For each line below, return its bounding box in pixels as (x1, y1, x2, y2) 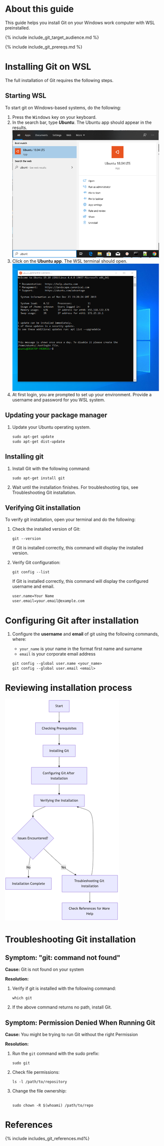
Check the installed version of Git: (12, 526, 81, 532)
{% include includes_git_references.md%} (5, 1135, 90, 1141)
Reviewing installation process (5, 682, 132, 693)
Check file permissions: (12, 1069, 60, 1075)
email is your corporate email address (19, 651, 96, 657)
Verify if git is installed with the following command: (12, 985, 116, 991)
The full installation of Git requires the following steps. (5, 77, 114, 83)
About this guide (5, 3, 74, 15)
